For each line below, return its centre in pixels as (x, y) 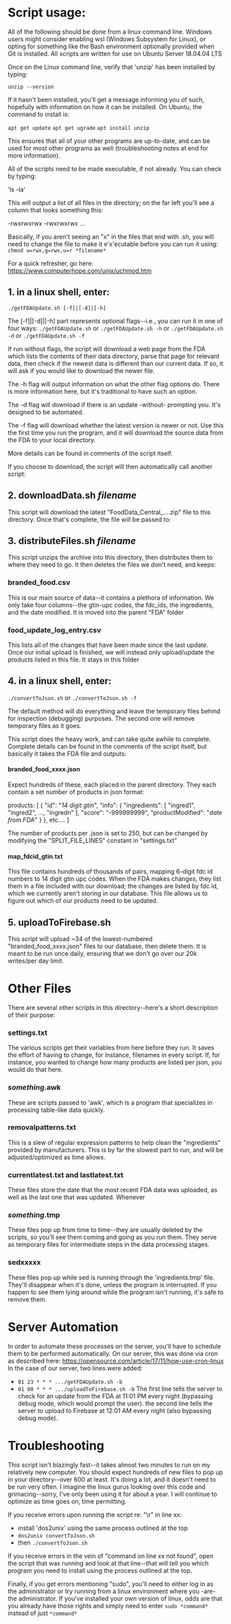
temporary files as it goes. (45, 725)
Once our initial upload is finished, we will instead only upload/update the (111, 652)
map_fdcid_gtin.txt (35, 856)
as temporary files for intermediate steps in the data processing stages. (109, 1244)
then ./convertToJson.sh (52, 1542)
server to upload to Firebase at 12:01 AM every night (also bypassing (114, 1410)
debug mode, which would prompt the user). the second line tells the (115, 1403)
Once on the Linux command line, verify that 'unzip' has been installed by (111, 67)
